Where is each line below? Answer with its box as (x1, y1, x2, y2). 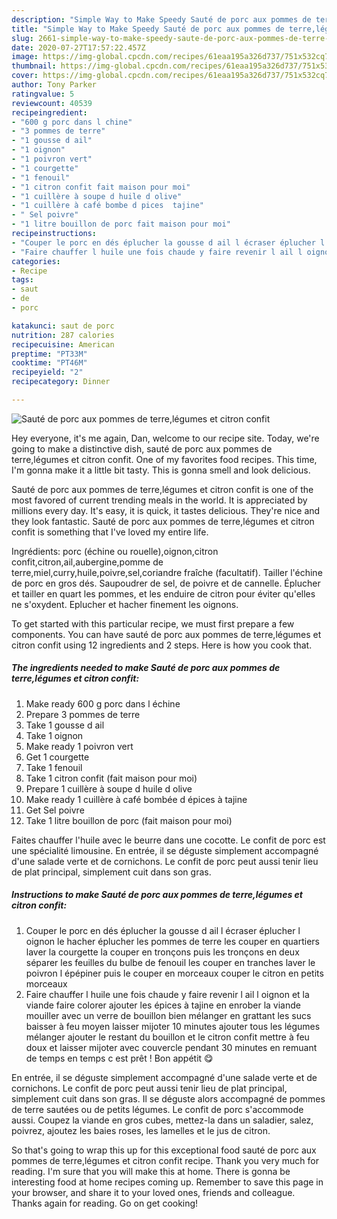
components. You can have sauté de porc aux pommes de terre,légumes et (11, 628, 322, 640)
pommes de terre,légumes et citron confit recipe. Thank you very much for (11, 1154, 320, 1166)
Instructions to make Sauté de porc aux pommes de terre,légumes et (11, 889, 303, 901)
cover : (11, 71, 39, 81)
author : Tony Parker (11, 80, 98, 90)
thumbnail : (11, 61, 57, 71)
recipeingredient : (11, 107, 88, 118)
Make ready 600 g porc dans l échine (25, 697, 181, 710)
